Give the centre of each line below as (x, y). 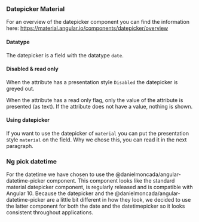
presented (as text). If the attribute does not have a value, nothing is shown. (99, 106)
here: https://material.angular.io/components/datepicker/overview (87, 28)
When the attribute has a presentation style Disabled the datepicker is (92, 82)
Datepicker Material (36, 9)
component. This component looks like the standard (111, 181)
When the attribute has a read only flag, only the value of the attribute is (95, 100)
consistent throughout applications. (50, 212)
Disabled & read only (32, 69)
